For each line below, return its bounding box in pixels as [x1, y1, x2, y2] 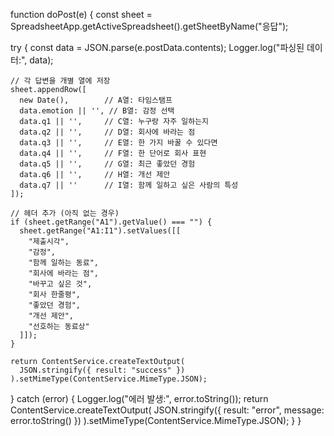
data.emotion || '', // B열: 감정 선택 [19, 106, 175, 116]
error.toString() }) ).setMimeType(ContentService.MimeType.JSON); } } [10, 415, 302, 426]
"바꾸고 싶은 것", [28, 279, 93, 289]
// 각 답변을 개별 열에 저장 [10, 76, 111, 86]
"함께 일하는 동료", [28, 258, 100, 268]
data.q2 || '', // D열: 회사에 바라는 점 [19, 127, 196, 137]
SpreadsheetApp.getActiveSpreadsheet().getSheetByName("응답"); [10, 20, 289, 32]
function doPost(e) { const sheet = [10, 9, 153, 20]
